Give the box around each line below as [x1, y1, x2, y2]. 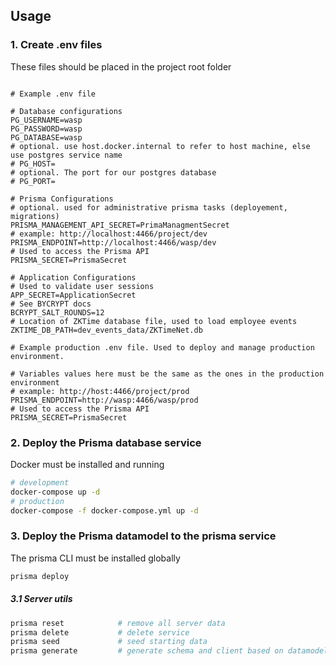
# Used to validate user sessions [10, 281, 155, 291]
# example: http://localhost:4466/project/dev [10, 229, 208, 239]
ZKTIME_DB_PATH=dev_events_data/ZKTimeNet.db [10, 325, 203, 335]
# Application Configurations [10, 272, 137, 283]
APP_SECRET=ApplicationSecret [10, 290, 137, 300]
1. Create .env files [10, 38, 103, 52]
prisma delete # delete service [10, 627, 190, 638]
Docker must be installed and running [10, 458, 165, 470]
